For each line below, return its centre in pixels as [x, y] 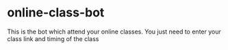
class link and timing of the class [53, 38]
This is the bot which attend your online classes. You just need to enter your [114, 32]
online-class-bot [56, 13]
